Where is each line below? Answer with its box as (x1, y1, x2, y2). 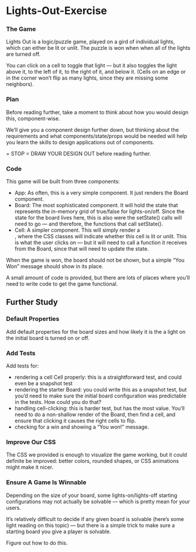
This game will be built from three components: (6, 178, 120, 185)
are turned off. (6, 51, 41, 58)
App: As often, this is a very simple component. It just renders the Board (14, 189, 188, 197)
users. (6, 504, 22, 511)
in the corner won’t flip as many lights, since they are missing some (6, 74, 169, 81)
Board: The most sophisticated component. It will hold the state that (14, 202, 178, 209)
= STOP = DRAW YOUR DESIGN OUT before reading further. (6, 150, 152, 157)
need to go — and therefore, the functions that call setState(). (14, 221, 163, 228)
